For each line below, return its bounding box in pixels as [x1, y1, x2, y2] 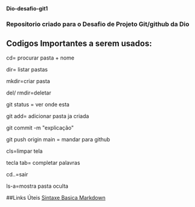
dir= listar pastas [6, 66, 48, 73]
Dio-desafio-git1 [6, 5, 48, 12]
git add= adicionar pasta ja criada [6, 113, 89, 120]
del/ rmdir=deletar [6, 89, 52, 96]
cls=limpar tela [6, 147, 43, 155]
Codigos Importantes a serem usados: [6, 38, 152, 48]
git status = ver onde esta [6, 101, 70, 108]
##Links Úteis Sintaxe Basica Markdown [6, 194, 106, 202]
